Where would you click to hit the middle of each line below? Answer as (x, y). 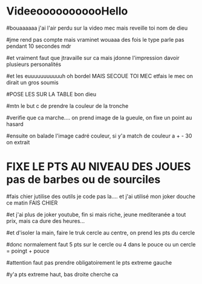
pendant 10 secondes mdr (39, 46)
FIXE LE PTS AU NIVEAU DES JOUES (99, 167)
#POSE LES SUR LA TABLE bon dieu (51, 94)
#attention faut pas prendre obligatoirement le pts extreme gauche (89, 262)
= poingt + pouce (28, 251)
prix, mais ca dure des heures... (46, 221)
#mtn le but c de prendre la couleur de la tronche (67, 106)
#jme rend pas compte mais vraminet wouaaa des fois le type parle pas (95, 39)
